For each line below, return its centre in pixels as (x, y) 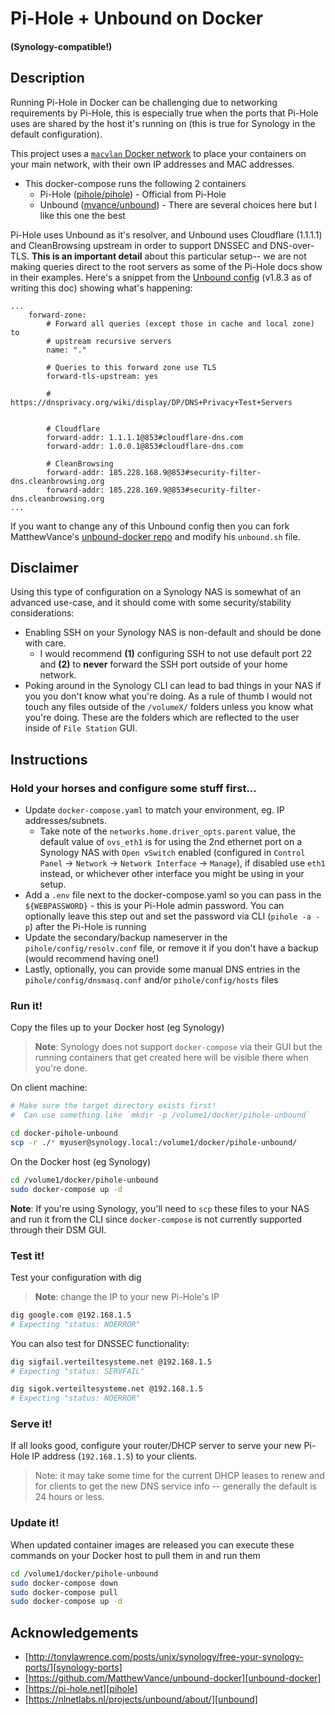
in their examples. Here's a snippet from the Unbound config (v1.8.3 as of (161, 277)
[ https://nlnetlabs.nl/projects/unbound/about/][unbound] (141, 1699)
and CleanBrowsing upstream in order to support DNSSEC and (139, 245)
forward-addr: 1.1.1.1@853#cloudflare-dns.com (145, 437)
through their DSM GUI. (58, 1229)
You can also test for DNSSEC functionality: (100, 1343)
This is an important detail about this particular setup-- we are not (169, 256)
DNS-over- (292, 245)
